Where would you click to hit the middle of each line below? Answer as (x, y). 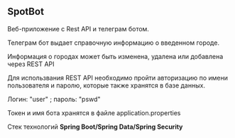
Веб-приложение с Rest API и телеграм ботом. (78, 28)
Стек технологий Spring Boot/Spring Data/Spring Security (95, 127)
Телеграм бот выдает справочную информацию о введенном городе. (114, 43)
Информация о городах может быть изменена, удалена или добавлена (115, 56)
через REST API (31, 64)
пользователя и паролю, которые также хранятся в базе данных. (106, 85)
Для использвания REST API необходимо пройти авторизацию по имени (118, 78)
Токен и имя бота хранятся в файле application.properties (94, 112)
